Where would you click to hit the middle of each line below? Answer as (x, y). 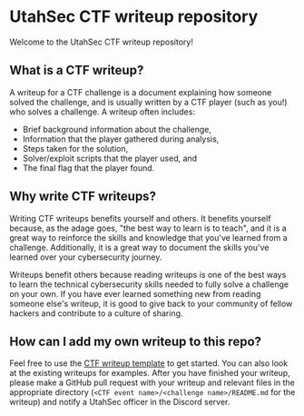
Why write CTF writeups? (83, 197)
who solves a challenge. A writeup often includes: (102, 112)
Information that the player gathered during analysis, (121, 139)
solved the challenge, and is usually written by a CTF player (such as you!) (148, 102)
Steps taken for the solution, (75, 148)
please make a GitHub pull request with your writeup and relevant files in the (152, 382)
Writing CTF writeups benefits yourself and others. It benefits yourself (140, 218)
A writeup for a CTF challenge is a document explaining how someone (141, 92)
